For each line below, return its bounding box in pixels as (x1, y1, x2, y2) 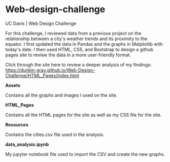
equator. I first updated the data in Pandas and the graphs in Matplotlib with (5, 41, 163, 47)
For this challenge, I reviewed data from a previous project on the (5, 30, 142, 36)
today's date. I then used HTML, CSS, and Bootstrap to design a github (5, 46, 154, 52)
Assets (5, 82, 21, 88)
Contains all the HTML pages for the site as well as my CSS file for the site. (5, 112, 162, 118)
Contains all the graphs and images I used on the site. (5, 92, 118, 98)
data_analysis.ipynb (5, 141, 49, 147)
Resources (5, 121, 29, 127)
